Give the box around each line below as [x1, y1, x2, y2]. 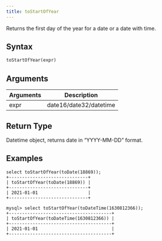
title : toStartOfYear [6, 8, 59, 15]
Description [64, 91, 98, 99]
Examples [6, 153, 43, 163]
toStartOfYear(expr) [6, 57, 57, 63]
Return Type [6, 121, 52, 131]
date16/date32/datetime [47, 101, 115, 109]
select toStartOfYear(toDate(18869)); [6, 169, 101, 175]
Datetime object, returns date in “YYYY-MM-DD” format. [6, 136, 143, 143]
